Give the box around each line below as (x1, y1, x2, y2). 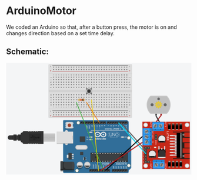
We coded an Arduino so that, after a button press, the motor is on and (6, 23, 178, 30)
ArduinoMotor (6, 4, 76, 18)
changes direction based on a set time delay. (6, 29, 115, 36)
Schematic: (6, 47, 49, 57)
